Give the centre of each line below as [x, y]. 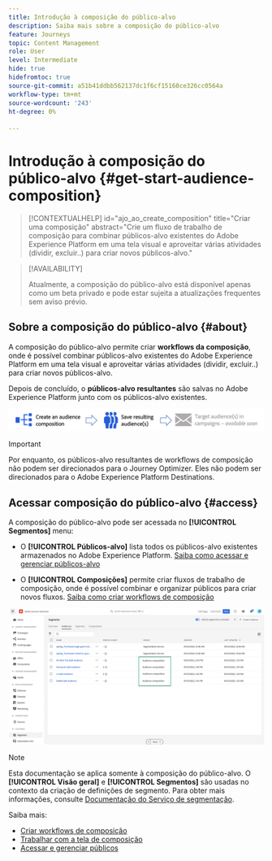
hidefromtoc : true [39, 77]
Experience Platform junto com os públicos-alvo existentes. [108, 397]
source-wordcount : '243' [50, 103]
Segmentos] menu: [41, 531]
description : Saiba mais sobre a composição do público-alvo [114, 26]
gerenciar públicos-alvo [60, 563]
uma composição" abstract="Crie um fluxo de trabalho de [125, 227]
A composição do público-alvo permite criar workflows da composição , [130, 346]
